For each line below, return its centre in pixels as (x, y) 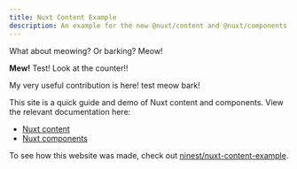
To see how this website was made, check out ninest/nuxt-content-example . (149, 155)
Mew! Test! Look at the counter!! (69, 68)
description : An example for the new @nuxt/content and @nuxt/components (148, 26)
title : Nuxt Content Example (63, 17)
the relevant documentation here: (70, 111)
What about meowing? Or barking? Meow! (86, 50)
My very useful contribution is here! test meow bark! (105, 85)
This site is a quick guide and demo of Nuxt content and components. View (146, 102)
